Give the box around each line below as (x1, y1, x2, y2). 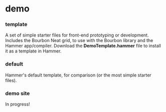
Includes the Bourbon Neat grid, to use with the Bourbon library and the (5, 37, 153, 43)
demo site (5, 89, 30, 96)
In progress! (5, 101, 30, 107)
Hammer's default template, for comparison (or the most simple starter (5, 72, 151, 78)
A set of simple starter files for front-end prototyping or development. (5, 32, 149, 38)
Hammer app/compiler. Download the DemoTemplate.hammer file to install (5, 43, 161, 49)
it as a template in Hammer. (5, 48, 62, 54)
